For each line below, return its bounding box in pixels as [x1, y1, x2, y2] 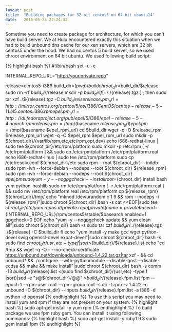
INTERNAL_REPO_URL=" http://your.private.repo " [5, 73, 109, 79]
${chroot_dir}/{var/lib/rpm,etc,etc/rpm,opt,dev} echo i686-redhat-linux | [5, 138, 158, 144]
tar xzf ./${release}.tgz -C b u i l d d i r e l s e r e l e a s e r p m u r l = [5, 96, 119, 103]
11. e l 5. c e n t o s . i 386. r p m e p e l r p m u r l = [5, 108, 80, 115]
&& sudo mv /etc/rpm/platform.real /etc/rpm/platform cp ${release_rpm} [5, 188, 158, 194]
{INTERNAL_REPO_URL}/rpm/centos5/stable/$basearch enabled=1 [5, 211, 147, 217]
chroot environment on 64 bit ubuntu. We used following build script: [5, 53, 151, 59]
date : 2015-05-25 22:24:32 [5, 17, 68, 22]
